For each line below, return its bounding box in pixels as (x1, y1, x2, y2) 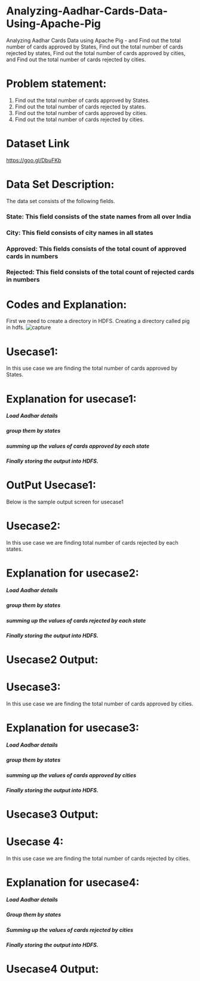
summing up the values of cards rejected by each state (6, 617, 146, 624)
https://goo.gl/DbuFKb (6, 156, 61, 164)
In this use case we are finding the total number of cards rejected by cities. (6, 855, 190, 862)
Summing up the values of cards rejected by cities (6, 926, 134, 933)
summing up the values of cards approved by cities (6, 771, 137, 778)
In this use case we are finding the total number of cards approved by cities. (6, 700, 194, 708)
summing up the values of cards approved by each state (6, 442, 150, 449)
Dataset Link (6, 137, 70, 150)
